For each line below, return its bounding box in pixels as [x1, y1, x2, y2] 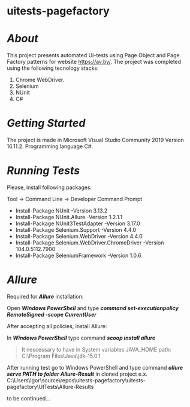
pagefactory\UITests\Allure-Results [7, 383, 94, 390]
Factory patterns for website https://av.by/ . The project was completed [7, 58, 182, 66]
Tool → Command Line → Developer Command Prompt [7, 196, 143, 202]
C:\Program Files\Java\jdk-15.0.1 [21, 352, 101, 359]
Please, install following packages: [7, 184, 92, 191]
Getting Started [7, 116, 86, 130]
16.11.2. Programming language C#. [7, 143, 94, 150]
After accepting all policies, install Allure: [7, 322, 107, 329]
